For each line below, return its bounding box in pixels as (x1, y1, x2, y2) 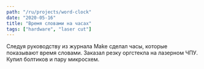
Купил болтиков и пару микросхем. (6, 56, 100, 63)
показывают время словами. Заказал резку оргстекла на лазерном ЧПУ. (6, 49, 198, 57)
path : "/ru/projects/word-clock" (6, 9, 92, 15)
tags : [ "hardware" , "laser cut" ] (6, 26, 92, 32)
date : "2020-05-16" (6, 15, 56, 21)
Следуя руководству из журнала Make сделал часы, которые (6, 43, 168, 50)
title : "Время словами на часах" (6, 20, 92, 26)
